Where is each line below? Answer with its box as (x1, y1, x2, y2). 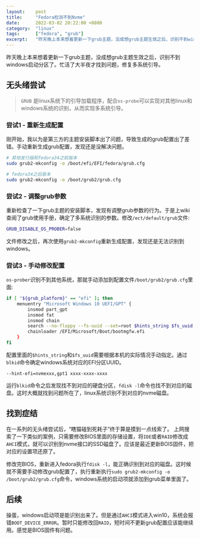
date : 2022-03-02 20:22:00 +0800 (6, 20, 102, 26)
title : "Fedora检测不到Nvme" (6, 14, 86, 20)
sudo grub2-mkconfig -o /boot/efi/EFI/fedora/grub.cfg (6, 160, 145, 166)
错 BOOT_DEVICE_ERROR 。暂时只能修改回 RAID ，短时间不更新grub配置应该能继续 (6, 519, 194, 526)
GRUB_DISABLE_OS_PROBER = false (6, 226, 82, 232)
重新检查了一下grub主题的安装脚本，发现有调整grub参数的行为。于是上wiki (6, 206, 190, 213)
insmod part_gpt (27, 306, 68, 312)
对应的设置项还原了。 (6, 448, 58, 455)
